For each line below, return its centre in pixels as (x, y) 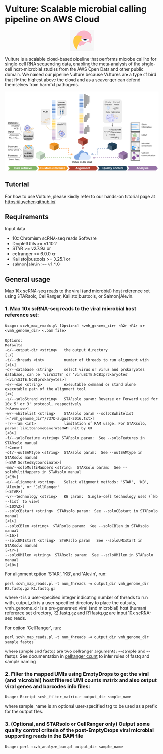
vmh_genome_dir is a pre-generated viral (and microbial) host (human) (76, 608)
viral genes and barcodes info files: (47, 686)
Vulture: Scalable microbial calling (76, 9)
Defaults (14, 345)
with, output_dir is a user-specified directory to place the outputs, (71, 602)
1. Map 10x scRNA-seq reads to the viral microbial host (71, 309)
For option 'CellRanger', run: (33, 628)
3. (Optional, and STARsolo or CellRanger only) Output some (77, 724)
